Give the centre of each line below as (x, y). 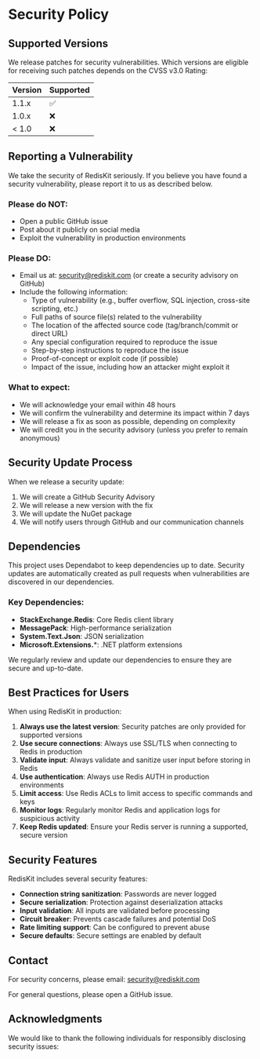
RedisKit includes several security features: (78, 879)
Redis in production (51, 752)
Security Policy (59, 15)
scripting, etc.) (54, 309)
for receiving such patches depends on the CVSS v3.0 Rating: (108, 71)
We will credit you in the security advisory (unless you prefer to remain (134, 429)
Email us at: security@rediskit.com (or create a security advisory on (129, 276)
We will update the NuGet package (76, 513)
